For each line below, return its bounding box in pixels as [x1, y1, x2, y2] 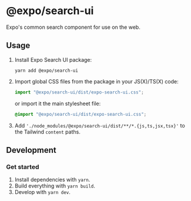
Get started [6, 163, 39, 171]
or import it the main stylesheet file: [14, 100, 101, 107]
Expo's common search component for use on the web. [6, 24, 141, 31]
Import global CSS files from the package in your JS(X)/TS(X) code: [14, 78, 179, 85]
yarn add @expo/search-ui [14, 68, 78, 73]
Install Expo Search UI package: [14, 56, 92, 63]
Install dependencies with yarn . [14, 176, 91, 183]
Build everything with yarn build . [14, 182, 96, 189]
